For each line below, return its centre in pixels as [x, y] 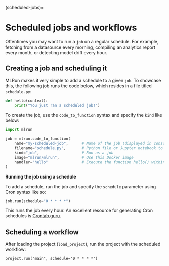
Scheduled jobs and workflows [71, 28]
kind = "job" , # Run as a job [64, 153]
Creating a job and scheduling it [56, 69]
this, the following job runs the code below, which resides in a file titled [78, 86]
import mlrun [19, 129]
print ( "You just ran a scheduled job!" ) [57, 105]
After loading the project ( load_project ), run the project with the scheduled [83, 244]
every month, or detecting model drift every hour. [56, 52]
